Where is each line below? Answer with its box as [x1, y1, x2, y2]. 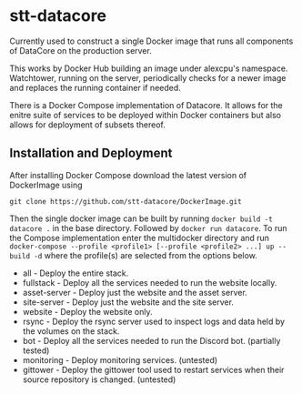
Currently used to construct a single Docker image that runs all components [9, 35, 294, 46]
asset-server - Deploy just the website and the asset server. [22, 287, 247, 298]
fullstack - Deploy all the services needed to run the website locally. [22, 277, 277, 288]
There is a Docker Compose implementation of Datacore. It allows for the [9, 99, 284, 110]
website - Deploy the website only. [22, 306, 153, 317]
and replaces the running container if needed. [9, 82, 182, 93]
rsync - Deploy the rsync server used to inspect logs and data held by [22, 316, 285, 327]
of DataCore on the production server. [9, 45, 152, 56]
